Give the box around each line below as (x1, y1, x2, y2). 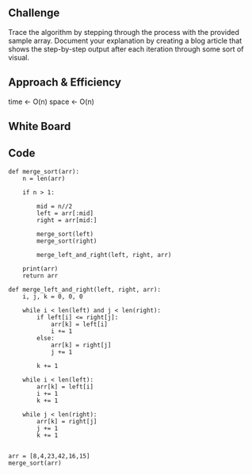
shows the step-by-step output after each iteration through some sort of (8, 44, 244, 54)
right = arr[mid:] (36, 216, 97, 224)
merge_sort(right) (36, 237, 97, 245)
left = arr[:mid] (36, 209, 94, 217)
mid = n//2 (36, 202, 73, 210)
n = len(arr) (22, 174, 66, 182)
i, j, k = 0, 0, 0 (22, 293, 83, 301)
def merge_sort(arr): (8, 167, 80, 175)
